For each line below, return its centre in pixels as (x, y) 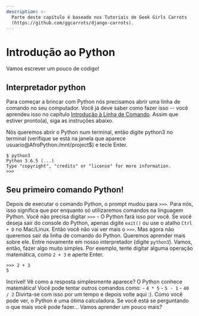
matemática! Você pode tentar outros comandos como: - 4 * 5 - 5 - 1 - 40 (97, 288)
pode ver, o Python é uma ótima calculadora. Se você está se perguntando (97, 301)
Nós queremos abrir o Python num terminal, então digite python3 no (90, 132)
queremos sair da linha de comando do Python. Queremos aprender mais (96, 235)
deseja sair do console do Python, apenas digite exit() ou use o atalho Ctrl (99, 223)
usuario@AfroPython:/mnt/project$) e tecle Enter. (67, 145)
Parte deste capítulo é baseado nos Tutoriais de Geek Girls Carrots (99, 17)
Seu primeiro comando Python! (65, 190)
